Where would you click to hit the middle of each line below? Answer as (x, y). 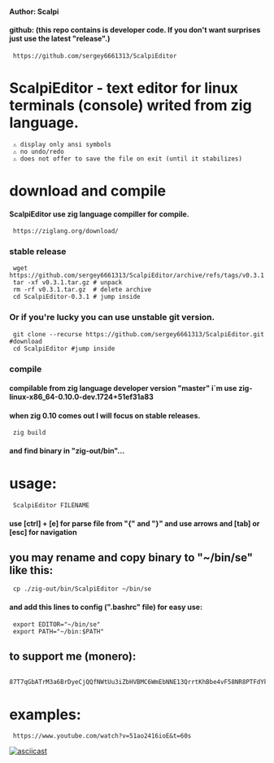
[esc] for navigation (43, 532)
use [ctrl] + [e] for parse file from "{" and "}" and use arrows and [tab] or (135, 523)
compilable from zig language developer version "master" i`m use (123, 388)
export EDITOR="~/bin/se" (57, 624)
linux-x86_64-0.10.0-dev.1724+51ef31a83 (81, 397)
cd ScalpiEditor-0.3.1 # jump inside (76, 297)
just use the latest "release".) (60, 39)
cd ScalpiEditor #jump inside (64, 349)
